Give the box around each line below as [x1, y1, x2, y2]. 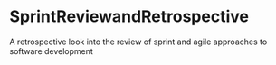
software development [9, 45, 93, 56]
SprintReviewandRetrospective [9, 6, 249, 27]
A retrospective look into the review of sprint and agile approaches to [9, 36, 268, 47]
